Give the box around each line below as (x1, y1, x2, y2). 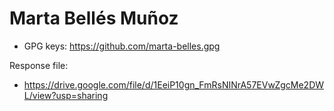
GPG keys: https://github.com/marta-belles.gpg (23, 40, 221, 52)
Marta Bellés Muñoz (9, 7, 179, 30)
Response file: (9, 59, 69, 71)
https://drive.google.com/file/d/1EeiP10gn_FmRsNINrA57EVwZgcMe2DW (23, 78, 325, 91)
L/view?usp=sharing (23, 89, 109, 101)
